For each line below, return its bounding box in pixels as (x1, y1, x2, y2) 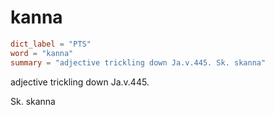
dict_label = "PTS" (10, 39, 92, 49)
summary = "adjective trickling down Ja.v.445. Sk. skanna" (10, 57, 267, 68)
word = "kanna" (10, 48, 74, 58)
